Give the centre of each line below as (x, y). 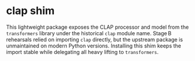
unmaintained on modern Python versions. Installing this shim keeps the (94, 46)
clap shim (30, 11)
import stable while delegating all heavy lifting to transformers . (82, 52)
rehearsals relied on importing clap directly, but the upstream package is (95, 39)
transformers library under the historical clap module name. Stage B (89, 33)
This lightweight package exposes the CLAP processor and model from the (97, 27)
